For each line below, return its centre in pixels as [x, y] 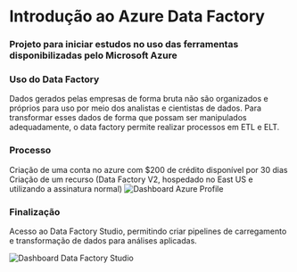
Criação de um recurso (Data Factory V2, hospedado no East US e [131, 179]
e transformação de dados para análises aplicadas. [103, 241]
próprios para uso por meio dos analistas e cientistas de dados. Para [135, 108]
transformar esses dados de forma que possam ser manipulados [128, 118]
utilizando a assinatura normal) [66, 188]
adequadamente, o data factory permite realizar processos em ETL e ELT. [144, 128]
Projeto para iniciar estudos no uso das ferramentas [124, 45]
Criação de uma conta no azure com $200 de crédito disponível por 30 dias [148, 169]
